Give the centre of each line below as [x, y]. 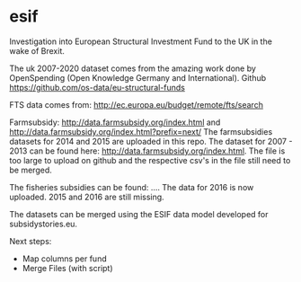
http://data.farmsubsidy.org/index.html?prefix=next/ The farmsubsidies [141, 131]
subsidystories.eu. [44, 224]
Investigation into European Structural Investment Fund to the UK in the [141, 41]
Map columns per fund [64, 259]
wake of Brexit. [37, 50]
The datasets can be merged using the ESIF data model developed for [139, 214]
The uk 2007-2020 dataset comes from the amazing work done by [133, 68]
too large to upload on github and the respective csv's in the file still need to [150, 160]
